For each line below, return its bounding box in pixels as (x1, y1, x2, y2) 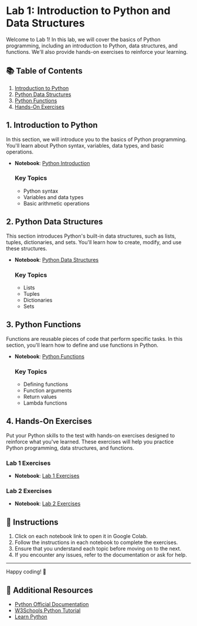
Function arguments (23, 387, 72, 394)
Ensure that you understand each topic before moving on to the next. (14, 545, 182, 552)
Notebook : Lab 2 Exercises (14, 500, 81, 507)
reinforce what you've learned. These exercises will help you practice (6, 438, 174, 445)
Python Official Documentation (14, 601, 89, 608)
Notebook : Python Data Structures (14, 256, 98, 263)
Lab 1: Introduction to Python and (6, 4, 171, 18)
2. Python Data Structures (6, 217, 103, 227)
